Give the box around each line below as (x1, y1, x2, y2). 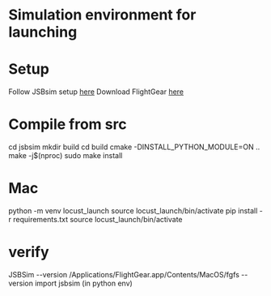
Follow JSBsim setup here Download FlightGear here (8, 87, 184, 97)
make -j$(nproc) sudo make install (8, 151, 123, 161)
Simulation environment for (8, 6, 197, 24)
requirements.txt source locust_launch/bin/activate (13, 215, 184, 224)
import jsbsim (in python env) (35, 278, 133, 288)
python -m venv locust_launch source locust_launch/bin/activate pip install (8, 206, 258, 216)
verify (8, 243, 50, 261)
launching (8, 23, 78, 41)
